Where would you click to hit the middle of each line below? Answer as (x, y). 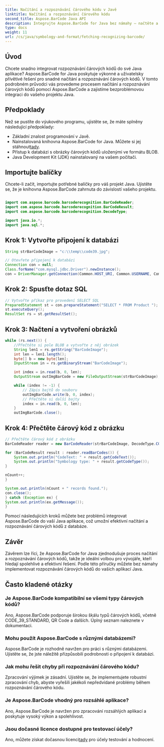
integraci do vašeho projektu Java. (40, 94)
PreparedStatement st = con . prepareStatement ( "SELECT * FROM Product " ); (82, 305)
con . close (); (18, 493)
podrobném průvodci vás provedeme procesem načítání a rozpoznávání (77, 84)
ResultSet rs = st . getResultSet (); (41, 314)
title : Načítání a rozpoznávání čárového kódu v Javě (61, 10)
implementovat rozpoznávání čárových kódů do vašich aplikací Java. (74, 569)
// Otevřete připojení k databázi (40, 260)
